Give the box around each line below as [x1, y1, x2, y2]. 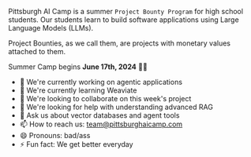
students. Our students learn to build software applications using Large [8, 15, 239, 24]
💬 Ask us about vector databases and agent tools [19, 111, 180, 120]
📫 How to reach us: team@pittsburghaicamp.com [19, 119, 183, 129]
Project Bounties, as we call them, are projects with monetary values [8, 38, 231, 48]
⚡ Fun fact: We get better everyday [19, 140, 133, 148]
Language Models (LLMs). [8, 24, 94, 32]
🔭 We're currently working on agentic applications [19, 78, 183, 86]
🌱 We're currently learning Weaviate [19, 86, 137, 95]
